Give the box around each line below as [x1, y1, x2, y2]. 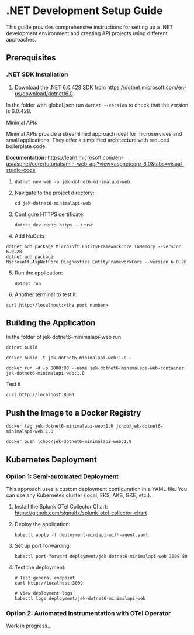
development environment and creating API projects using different [6, 29, 168, 36]
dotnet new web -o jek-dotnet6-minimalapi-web [14, 179, 130, 185]
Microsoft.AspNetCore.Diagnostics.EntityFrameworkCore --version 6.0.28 [6, 259, 187, 265]
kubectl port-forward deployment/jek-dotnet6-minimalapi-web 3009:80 [14, 553, 188, 560]
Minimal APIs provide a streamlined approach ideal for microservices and [6, 130, 182, 137]
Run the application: [14, 269, 63, 276]
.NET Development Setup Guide [6, 4, 163, 18]
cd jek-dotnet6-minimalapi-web [14, 200, 91, 206]
